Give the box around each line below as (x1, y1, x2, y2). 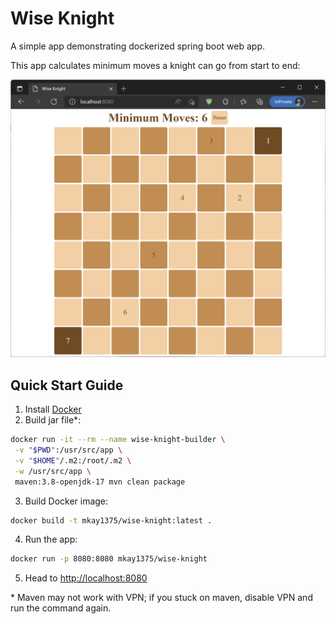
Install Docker (24, 403, 82, 416)
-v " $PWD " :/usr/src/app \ (14, 445, 123, 456)
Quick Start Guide (10, 377, 124, 394)
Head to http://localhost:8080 (24, 572, 148, 584)
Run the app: (24, 533, 78, 546)
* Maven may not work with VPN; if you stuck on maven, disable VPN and (10, 592, 313, 604)
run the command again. (10, 602, 112, 614)
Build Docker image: (24, 495, 109, 507)
